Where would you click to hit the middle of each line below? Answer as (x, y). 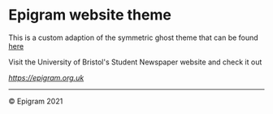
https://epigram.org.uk (46, 77)
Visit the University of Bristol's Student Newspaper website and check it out (135, 62)
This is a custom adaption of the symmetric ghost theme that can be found (133, 37)
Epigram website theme (90, 15)
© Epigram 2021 (36, 101)
